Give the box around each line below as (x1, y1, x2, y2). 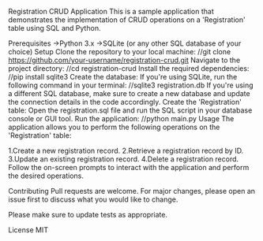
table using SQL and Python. (8, 24, 101, 32)
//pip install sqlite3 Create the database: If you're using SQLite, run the (8, 72, 238, 81)
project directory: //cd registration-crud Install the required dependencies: (8, 64, 250, 73)
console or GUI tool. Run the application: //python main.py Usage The (8, 114, 235, 123)
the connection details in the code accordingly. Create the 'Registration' (8, 98, 242, 106)
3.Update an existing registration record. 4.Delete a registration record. (8, 154, 239, 164)
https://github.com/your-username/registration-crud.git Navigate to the (8, 55, 241, 65)
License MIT (8, 225, 49, 235)
